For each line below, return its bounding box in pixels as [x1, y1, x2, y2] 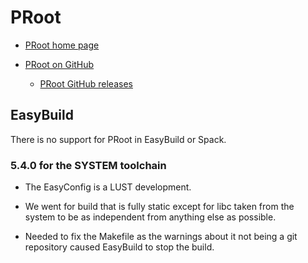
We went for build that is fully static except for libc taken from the [24, 201, 295, 213]
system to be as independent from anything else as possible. [24, 211, 277, 223]
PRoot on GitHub [24, 58, 95, 70]
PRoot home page [24, 39, 100, 51]
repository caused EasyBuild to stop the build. [24, 241, 215, 253]
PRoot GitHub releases [39, 77, 133, 90]
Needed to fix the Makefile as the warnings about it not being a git [24, 231, 298, 243]
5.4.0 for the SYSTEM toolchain [10, 158, 167, 172]
